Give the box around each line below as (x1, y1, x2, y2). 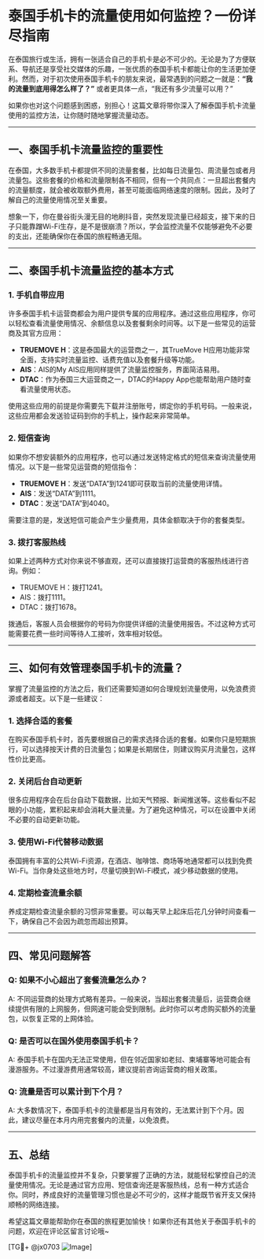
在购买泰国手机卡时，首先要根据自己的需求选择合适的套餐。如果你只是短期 (8, 735, 249, 744)
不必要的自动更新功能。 (8, 815, 84, 825)
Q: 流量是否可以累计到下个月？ (8, 1086, 124, 1097)
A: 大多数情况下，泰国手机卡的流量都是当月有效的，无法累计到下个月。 (8, 1106, 237, 1115)
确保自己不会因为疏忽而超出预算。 (21, 917, 132, 926)
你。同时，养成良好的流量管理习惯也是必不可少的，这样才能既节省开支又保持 (8, 1190, 256, 1200)
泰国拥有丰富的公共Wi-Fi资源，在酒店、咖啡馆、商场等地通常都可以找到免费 (8, 855, 253, 866)
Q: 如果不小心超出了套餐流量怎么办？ (8, 975, 148, 986)
